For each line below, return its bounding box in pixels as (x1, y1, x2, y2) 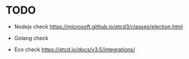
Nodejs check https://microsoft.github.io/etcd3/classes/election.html (14, 23, 183, 30)
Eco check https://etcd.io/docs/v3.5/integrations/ (14, 45, 136, 53)
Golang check (14, 34, 49, 41)
